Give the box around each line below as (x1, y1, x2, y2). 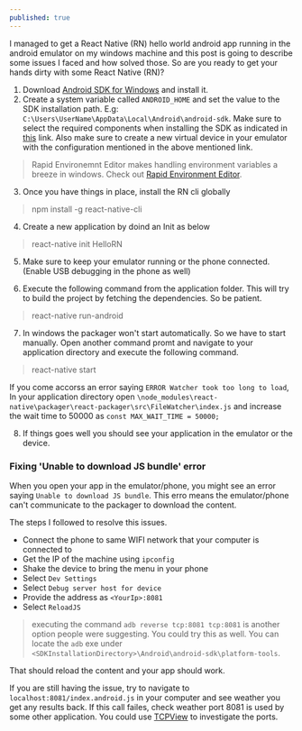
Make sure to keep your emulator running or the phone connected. (22, 256, 270, 267)
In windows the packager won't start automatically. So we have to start (22, 327, 287, 338)
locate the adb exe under (31, 637, 124, 649)
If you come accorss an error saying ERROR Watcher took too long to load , (9, 381, 290, 392)
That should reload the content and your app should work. (9, 664, 225, 676)
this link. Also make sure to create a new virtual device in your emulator (22, 132, 288, 142)
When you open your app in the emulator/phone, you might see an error (9, 480, 277, 491)
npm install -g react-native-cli (31, 204, 142, 215)
